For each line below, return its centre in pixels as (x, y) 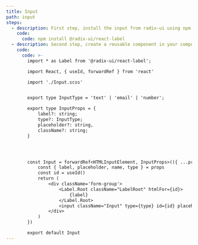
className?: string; (63, 130)
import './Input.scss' (55, 82)
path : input (21, 17)
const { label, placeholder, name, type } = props (101, 168)
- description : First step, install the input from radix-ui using (96, 28)
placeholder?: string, (65, 125)
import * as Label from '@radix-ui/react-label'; (89, 61)
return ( (48, 178)
